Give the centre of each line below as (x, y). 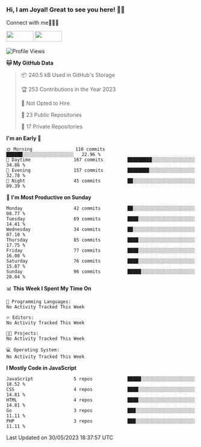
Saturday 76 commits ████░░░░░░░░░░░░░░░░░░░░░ (101, 261)
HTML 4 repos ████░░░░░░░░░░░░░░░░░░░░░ (101, 400)
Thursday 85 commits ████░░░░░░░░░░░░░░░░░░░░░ (101, 240)
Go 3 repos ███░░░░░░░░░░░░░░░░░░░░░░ (101, 411)
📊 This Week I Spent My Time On (49, 289)
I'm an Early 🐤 (24, 139)
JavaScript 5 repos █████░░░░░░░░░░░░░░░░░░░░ (101, 379)
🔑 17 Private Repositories (52, 127)
